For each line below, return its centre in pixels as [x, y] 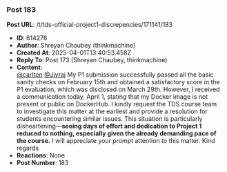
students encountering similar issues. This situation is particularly [109, 119]
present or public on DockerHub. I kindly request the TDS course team [117, 104]
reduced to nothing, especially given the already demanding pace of [116, 133]
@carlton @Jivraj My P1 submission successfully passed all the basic [115, 75]
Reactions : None [41, 155]
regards [28, 148]
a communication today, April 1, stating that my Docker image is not [112, 97]
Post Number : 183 [42, 163]
